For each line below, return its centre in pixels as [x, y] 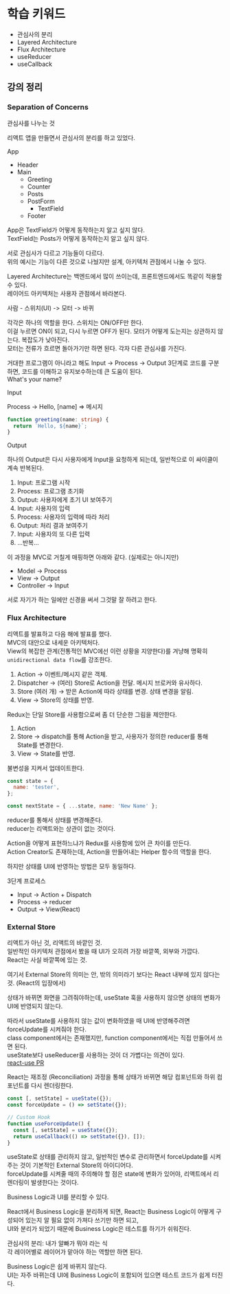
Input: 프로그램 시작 [44, 483]
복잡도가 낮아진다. [46, 340]
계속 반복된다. [26, 468]
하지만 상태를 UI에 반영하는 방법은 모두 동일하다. [71, 867]
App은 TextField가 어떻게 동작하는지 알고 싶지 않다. [76, 230]
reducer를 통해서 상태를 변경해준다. [55, 820]
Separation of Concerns [48, 107]
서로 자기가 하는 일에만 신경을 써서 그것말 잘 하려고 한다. [82, 600]
